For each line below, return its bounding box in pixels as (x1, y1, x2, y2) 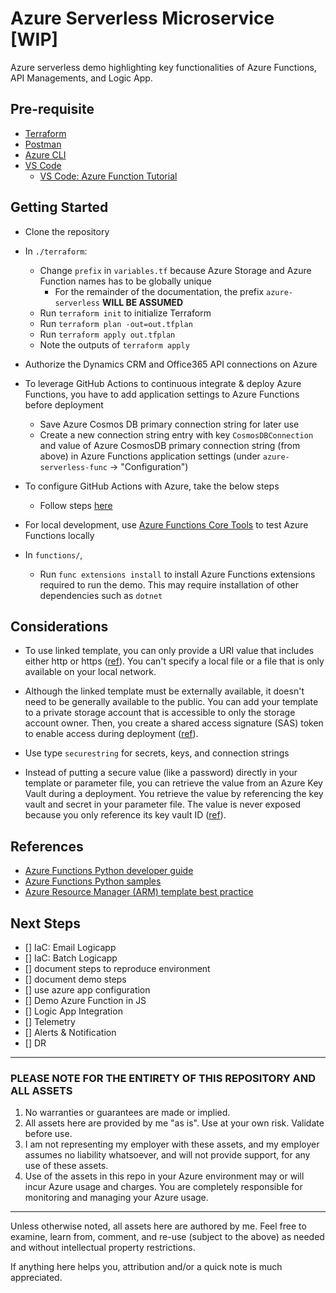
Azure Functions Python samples (24, 875, 162, 887)
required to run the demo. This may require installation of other (39, 578, 299, 591)
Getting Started (10, 199, 109, 216)
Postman (24, 138, 62, 150)
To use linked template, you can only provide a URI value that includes (24, 645, 315, 657)
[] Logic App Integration (24, 1005, 123, 1017)
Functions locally (24, 529, 95, 541)
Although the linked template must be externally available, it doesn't (24, 685, 305, 697)
